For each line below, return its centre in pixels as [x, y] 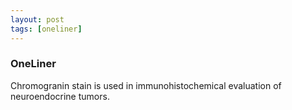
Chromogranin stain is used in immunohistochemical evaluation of [146, 85]
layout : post [37, 19]
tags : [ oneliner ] [46, 29]
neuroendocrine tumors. [60, 96]
